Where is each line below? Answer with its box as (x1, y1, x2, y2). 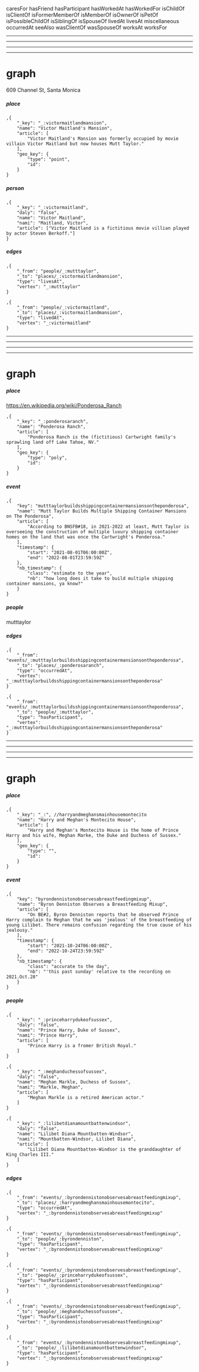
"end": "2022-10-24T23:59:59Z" (27, 948, 105, 954)
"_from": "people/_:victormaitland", (17, 304, 110, 310)
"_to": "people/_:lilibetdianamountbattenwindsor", (17, 1345, 147, 1351)
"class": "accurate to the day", (27, 964, 110, 970)
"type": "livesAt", (17, 278, 65, 284)
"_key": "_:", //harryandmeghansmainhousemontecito (17, 812, 147, 818)
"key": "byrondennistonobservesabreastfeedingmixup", (17, 896, 152, 902)
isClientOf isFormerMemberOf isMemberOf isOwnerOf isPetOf (6, 11, 159, 18)
